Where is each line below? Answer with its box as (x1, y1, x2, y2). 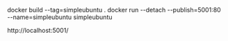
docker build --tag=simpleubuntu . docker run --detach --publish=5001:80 (7, 6, 221, 14)
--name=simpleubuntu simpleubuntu (7, 13, 113, 21)
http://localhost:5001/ (7, 27, 69, 34)
